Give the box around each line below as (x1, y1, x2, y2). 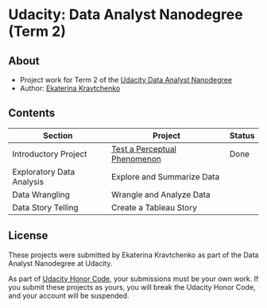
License (8, 229, 48, 243)
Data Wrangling (12, 189, 70, 200)
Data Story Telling (12, 202, 79, 213)
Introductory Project (12, 148, 87, 160)
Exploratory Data (12, 166, 75, 177)
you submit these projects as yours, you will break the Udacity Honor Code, (8, 282, 256, 291)
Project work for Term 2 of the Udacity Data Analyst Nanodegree (19, 75, 233, 84)
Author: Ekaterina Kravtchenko (19, 83, 121, 93)
